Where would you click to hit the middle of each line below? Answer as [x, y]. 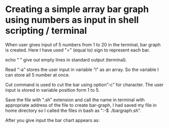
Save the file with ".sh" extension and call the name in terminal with [75, 100]
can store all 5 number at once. [38, 75]
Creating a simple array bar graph [77, 9]
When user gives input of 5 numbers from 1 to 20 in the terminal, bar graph [83, 44]
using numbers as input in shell [72, 20]
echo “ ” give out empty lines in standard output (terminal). [66, 59]
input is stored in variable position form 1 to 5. [52, 90]
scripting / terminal [46, 31]
